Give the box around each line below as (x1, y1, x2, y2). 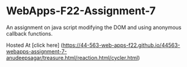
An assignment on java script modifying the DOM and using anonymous (6, 24, 182, 31)
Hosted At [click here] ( (6, 42, 64, 49)
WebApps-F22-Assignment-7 (6, 4, 156, 18)
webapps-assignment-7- (6, 47, 67, 55)
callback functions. (6, 30, 53, 37)
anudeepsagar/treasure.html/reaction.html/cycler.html (6, 54, 138, 61)
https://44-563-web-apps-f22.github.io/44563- (62, 42, 180, 49)
